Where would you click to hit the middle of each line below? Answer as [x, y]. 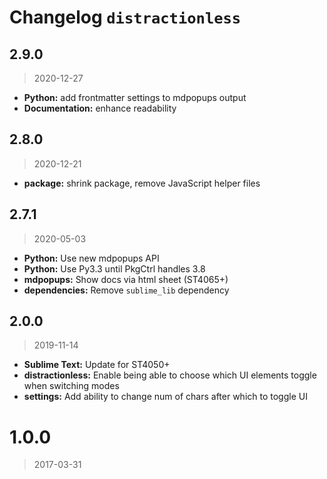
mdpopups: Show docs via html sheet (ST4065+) [126, 279]
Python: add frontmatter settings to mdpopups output [135, 97]
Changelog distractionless [125, 17]
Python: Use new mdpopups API [91, 258]
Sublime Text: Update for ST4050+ [97, 365]
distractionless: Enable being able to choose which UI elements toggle [170, 375]
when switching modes [71, 386]
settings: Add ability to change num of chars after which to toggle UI [165, 397]
